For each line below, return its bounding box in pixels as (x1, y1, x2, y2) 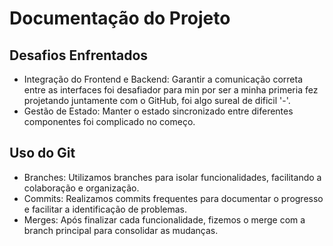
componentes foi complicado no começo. (23, 116, 196, 127)
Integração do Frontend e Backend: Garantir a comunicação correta (23, 73, 303, 85)
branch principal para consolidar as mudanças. (23, 224, 219, 236)
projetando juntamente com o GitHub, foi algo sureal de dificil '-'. (23, 95, 291, 106)
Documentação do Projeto (9, 7, 231, 30)
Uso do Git (9, 145, 76, 162)
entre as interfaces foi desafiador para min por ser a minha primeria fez (23, 84, 319, 96)
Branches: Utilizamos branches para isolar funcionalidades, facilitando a (23, 171, 322, 183)
